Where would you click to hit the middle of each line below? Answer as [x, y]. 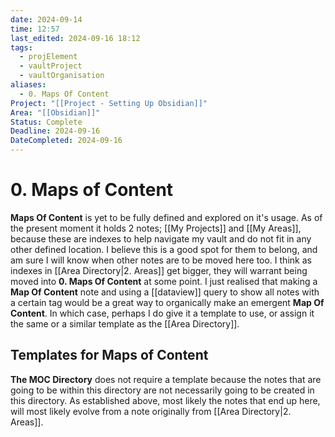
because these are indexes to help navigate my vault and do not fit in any [161, 238]
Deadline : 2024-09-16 [55, 131]
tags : [21, 47]
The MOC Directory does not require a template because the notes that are [166, 379]
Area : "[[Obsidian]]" [55, 112]
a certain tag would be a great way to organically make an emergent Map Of [167, 302]
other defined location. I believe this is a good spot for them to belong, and [164, 249]
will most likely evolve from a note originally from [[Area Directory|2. [151, 411]
